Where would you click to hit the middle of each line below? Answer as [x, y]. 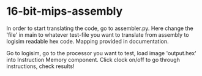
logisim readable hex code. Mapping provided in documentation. [88, 41]
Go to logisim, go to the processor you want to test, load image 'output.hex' [102, 53]
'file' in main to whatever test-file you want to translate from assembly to [98, 34]
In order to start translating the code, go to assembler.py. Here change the [100, 28]
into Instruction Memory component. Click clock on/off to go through [93, 59]
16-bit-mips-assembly [65, 11]
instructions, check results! [40, 66]
